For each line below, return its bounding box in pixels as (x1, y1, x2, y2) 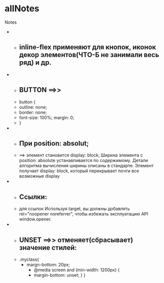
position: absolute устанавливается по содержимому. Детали (19, 157, 148, 163)
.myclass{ (19, 256, 39, 262)
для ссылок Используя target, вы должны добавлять (19, 206, 130, 212)
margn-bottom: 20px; (26, 262, 70, 267)
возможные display (19, 173, 60, 179)
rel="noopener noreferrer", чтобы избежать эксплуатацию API (19, 211, 149, 217)
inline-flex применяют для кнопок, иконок (19, 43, 156, 52)
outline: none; (19, 104, 47, 110)
